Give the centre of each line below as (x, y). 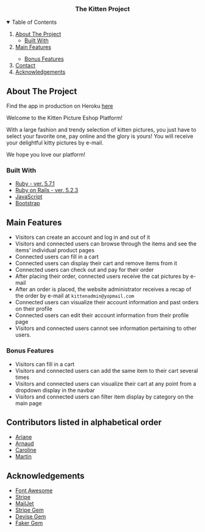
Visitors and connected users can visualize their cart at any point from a (106, 383)
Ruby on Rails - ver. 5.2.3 (47, 190)
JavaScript (29, 197)
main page (28, 403)
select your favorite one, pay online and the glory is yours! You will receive (100, 137)
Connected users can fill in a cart (57, 257)
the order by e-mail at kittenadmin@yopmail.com (74, 296)
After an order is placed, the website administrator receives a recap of (103, 290)
